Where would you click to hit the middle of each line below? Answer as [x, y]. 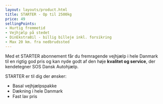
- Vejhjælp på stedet [27, 33]
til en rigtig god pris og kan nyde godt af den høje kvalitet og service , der [80, 61]
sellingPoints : [21, 24]
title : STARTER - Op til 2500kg [38, 14]
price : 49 [15, 19]
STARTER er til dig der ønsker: [36, 76]
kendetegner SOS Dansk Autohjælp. [42, 66]
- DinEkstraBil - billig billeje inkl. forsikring [58, 38]
